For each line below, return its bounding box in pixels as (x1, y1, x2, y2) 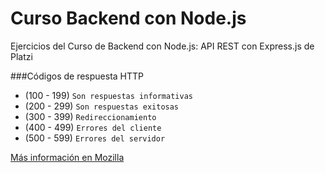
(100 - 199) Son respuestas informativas (24, 89, 193, 101)
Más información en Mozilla (10, 151, 125, 163)
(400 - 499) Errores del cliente (24, 121, 162, 133)
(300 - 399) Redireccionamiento (24, 110, 157, 122)
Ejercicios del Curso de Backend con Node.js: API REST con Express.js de (10, 40, 315, 52)
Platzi (10, 50, 33, 62)
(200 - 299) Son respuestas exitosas (24, 100, 180, 112)
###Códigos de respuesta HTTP (10, 70, 145, 82)
